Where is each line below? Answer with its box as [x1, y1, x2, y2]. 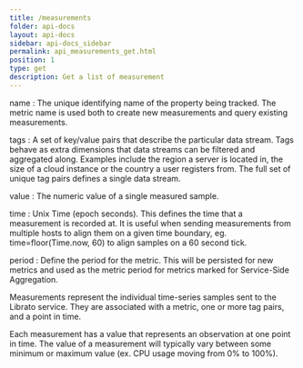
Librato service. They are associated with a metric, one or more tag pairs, [9, 301, 285, 312]
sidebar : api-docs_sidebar [9, 38, 112, 48]
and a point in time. [9, 311, 82, 322]
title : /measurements [9, 13, 92, 23]
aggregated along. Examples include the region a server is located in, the [9, 154, 284, 164]
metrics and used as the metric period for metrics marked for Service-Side [9, 264, 289, 275]
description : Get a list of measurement [9, 73, 166, 82]
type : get [9, 65, 47, 74]
